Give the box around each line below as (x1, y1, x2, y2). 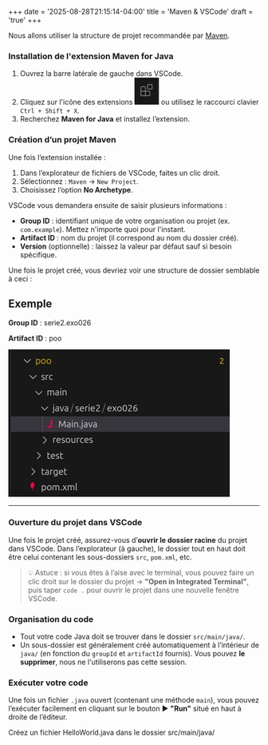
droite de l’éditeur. (8, 712, 68, 722)
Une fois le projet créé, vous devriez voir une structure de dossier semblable (8, 265, 260, 275)
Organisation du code (8, 613, 94, 624)
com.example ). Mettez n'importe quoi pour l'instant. (19, 224, 186, 234)
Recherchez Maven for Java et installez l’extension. (19, 114, 190, 124)
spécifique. (19, 249, 57, 259)
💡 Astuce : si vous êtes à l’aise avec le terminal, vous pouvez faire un (27, 568, 254, 577)
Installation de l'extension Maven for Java (8, 50, 174, 62)
